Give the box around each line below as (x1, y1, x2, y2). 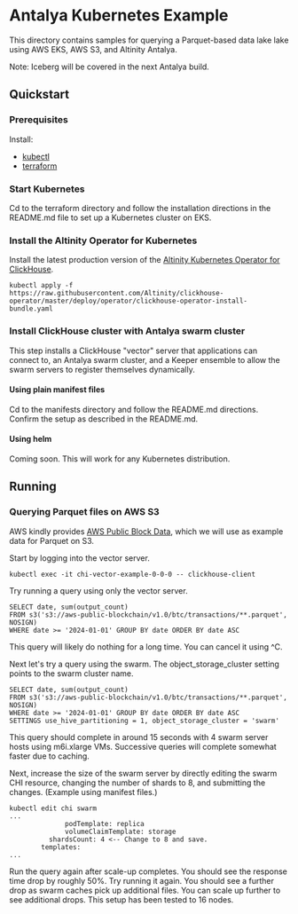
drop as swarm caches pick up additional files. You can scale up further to (9, 885, 281, 895)
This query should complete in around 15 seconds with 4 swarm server (9, 731, 269, 742)
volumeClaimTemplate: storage (65, 827, 176, 836)
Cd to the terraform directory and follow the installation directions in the (9, 202, 271, 213)
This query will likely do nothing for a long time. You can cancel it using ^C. (9, 641, 283, 652)
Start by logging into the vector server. (9, 552, 151, 563)
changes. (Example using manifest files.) (9, 786, 158, 797)
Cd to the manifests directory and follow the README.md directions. (9, 404, 259, 414)
